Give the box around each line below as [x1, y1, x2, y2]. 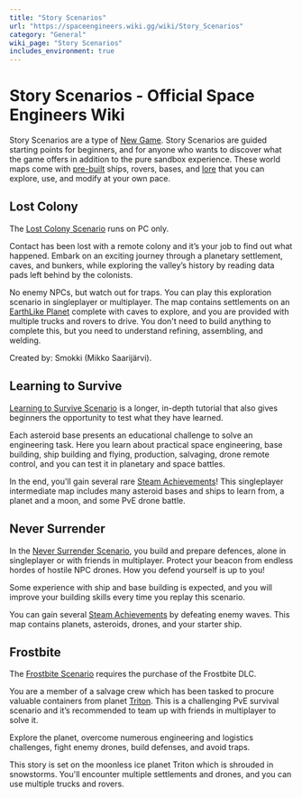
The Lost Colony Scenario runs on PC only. [9, 223, 169, 234]
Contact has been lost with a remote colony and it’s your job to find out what [9, 240, 293, 251]
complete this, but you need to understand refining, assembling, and [9, 325, 263, 336]
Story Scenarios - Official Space [9, 86, 255, 107]
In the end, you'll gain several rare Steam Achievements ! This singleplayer [9, 476, 284, 487]
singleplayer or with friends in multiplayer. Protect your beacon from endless [9, 554, 294, 565]
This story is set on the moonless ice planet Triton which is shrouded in [9, 759, 274, 770]
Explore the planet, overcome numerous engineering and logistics [9, 732, 254, 743]
